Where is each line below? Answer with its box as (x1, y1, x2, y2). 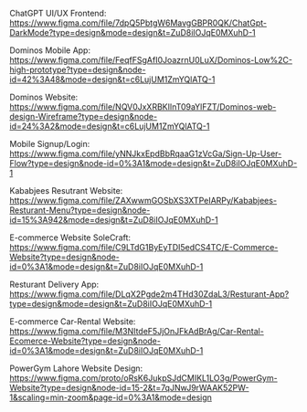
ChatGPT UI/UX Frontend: (9, 8, 107, 18)
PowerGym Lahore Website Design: (9, 363, 143, 374)
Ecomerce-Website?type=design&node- (9, 335, 162, 346)
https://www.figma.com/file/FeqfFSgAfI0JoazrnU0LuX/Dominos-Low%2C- (9, 55, 293, 65)
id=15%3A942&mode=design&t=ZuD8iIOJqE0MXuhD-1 (9, 215, 218, 225)
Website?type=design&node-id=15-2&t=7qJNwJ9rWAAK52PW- (9, 383, 249, 393)
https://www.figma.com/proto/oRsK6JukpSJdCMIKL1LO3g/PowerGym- (9, 373, 278, 383)
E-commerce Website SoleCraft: (9, 232, 131, 243)
